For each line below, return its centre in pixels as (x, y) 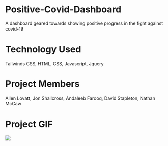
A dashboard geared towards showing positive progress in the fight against (84, 23)
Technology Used (43, 50)
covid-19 (15, 28)
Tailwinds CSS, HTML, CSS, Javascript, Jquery (54, 63)
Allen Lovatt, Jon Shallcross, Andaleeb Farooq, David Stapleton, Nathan (80, 98)
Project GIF (29, 124)
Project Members (43, 84)
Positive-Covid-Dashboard (63, 9)
